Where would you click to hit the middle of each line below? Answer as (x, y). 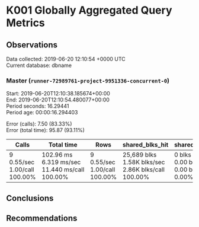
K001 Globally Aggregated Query (89, 10)
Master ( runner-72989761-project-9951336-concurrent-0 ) (88, 81)
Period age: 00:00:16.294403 (42, 113)
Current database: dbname (39, 65)
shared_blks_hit (145, 145)
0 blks (182, 155)
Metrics (26, 23)
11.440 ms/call (63, 170)
